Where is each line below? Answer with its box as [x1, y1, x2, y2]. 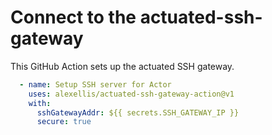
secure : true [36, 117, 92, 127]
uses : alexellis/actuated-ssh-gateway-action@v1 [28, 89, 235, 99]
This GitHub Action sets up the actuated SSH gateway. [10, 60, 235, 72]
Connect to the [10, 6, 137, 29]
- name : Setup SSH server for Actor [19, 79, 172, 90]
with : [28, 98, 52, 108]
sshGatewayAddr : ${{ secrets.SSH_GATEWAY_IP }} [36, 107, 240, 118]
